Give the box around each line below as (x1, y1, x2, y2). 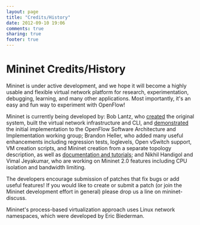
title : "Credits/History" (6, 14, 70, 20)
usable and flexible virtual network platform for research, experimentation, (6, 88, 189, 96)
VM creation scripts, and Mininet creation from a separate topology (6, 144, 172, 151)
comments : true (6, 25, 44, 32)
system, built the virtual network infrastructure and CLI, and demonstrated (6, 119, 189, 126)
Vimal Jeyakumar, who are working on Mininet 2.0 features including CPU (6, 157, 187, 165)
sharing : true (6, 31, 42, 37)
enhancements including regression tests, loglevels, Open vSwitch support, (6, 138, 192, 145)
